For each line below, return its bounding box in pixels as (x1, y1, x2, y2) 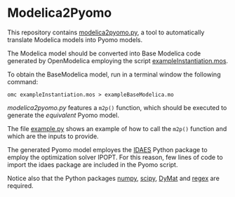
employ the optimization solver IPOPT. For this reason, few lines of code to (7, 153, 223, 161)
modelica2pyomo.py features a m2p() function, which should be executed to (7, 103, 227, 111)
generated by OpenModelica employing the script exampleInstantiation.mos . (7, 56, 229, 64)
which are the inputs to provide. (7, 132, 100, 140)
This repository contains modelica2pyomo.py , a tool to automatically (7, 28, 205, 36)
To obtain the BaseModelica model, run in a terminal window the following (7, 70, 221, 79)
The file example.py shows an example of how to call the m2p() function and (7, 124, 227, 133)
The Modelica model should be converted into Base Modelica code (7, 49, 201, 57)
